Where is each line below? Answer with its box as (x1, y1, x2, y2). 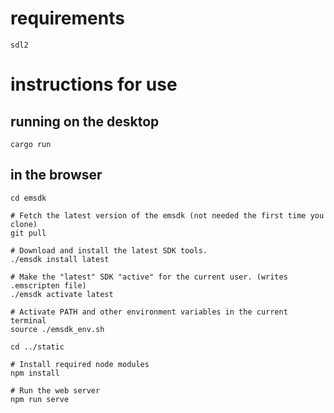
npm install (10, 368, 60, 378)
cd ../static (10, 342, 65, 352)
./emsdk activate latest (10, 289, 114, 299)
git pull (10, 228, 47, 238)
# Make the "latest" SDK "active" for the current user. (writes (10, 272, 288, 282)
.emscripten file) (10, 280, 87, 291)
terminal (10, 315, 47, 326)
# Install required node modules (10, 359, 150, 369)
